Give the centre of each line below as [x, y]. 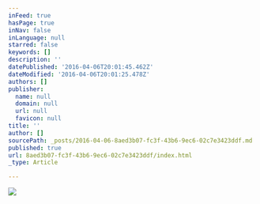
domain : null [37, 104]
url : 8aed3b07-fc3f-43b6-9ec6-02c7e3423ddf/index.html [100, 155]
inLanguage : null [37, 38]
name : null [33, 96]
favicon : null [38, 119]
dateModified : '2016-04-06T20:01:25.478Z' [79, 74]
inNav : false [30, 30]
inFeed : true [30, 15]
